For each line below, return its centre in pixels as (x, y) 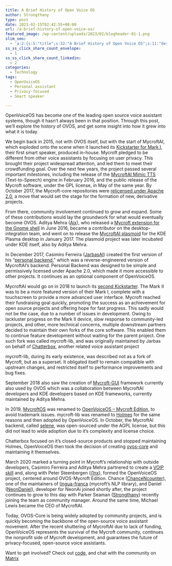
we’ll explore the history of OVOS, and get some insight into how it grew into (85, 126)
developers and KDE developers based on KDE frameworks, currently (79, 394)
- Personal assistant (33, 86)
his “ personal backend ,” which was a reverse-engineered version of (77, 260)
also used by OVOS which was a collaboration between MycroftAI (74, 388)
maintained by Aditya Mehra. (36, 399)
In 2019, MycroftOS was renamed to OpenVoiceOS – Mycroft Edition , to (80, 409)
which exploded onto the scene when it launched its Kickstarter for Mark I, (84, 147)
